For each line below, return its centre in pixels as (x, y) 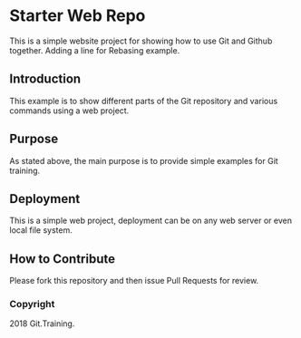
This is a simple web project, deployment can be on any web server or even (151, 221)
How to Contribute (63, 259)
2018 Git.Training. (42, 324)
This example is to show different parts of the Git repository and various (144, 101)
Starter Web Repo (78, 16)
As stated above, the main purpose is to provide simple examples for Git (144, 160)
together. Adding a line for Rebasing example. (95, 50)
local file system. (41, 230)
